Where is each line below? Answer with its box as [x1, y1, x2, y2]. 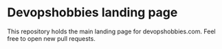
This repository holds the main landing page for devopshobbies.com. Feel [7, 27, 216, 35]
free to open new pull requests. [7, 34, 96, 42]
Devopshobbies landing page [7, 5, 178, 20]
